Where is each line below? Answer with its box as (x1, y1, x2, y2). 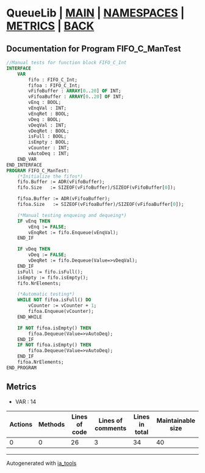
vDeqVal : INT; (28, 122, 67, 128)
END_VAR (17, 156, 37, 162)
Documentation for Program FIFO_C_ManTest (6, 43, 181, 54)
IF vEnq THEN (17, 218, 51, 224)
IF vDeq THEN (17, 246, 51, 252)
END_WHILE (17, 313, 43, 320)
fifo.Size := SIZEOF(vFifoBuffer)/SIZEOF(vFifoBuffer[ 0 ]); (17, 185, 176, 191)
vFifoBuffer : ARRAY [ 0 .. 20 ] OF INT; (28, 88, 121, 94)
